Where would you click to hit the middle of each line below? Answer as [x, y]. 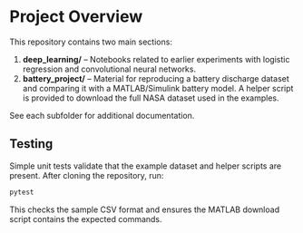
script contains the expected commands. [86, 218]
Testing [31, 144]
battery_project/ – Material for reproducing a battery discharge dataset [156, 78]
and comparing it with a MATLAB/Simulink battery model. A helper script [158, 88]
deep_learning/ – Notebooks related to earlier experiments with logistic [156, 59]
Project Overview [76, 17]
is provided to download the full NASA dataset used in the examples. [151, 98]
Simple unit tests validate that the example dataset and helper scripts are [146, 166]
